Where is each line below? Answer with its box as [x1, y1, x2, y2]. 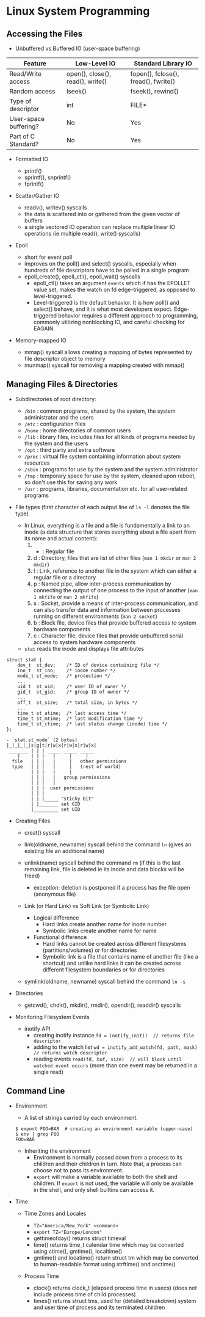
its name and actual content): [24, 534, 98, 542]
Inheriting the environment [24, 1147, 92, 1155]
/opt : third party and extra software [24, 446, 115, 453]
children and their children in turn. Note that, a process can [33, 1160, 182, 1167]
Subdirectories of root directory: [15, 395, 96, 402]
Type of [9, 97, 32, 105]
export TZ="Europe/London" [33, 1229, 103, 1235]
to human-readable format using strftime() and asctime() [33, 1260, 176, 1268]
